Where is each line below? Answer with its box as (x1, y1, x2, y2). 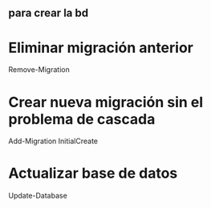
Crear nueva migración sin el (8, 93, 204, 111)
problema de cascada (8, 110, 156, 128)
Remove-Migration (8, 65, 70, 74)
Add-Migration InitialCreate (8, 136, 99, 146)
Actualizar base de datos (8, 164, 178, 182)
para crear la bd (8, 6, 89, 20)
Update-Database (8, 191, 68, 201)
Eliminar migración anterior (8, 38, 194, 57)
